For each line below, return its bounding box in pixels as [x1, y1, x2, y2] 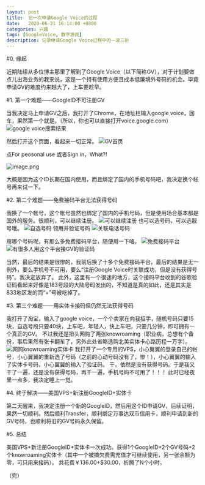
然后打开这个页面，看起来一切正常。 [6, 138, 98, 145]
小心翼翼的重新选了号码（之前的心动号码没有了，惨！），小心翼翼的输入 [16, 353, 196, 360]
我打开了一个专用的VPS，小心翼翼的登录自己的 [74, 345, 193, 353]
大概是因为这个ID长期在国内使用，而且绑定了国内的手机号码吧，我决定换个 [6, 176, 193, 182]
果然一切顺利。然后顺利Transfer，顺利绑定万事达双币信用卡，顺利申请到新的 [6, 410, 199, 417]
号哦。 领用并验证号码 [6, 225, 90, 231]
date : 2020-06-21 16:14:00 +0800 [6, 20, 97, 26]
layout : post [6, 9, 40, 15]
